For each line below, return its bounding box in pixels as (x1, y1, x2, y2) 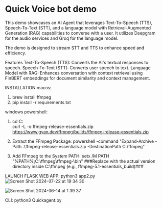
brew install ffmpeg (12, 94, 51, 100)
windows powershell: (5, 109, 48, 115)
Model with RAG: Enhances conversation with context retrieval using (5, 70, 143, 76)
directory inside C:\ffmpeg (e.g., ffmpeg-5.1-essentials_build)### (12, 163, 144, 169)
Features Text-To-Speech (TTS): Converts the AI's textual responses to (5, 59, 149, 65)
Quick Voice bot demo (5, 3, 97, 15)
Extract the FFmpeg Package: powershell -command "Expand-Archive (12, 138, 154, 144)
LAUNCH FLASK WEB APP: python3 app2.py (5, 173, 95, 179)
